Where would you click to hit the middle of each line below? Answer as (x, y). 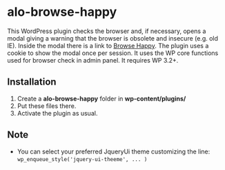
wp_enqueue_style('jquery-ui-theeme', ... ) (82, 159)
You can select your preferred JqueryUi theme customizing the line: (114, 151)
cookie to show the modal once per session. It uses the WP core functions (113, 53)
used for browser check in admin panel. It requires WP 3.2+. (93, 60)
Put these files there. (47, 106)
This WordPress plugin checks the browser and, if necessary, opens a (107, 31)
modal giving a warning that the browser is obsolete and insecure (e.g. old (113, 38)
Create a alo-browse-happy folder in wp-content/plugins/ (101, 98)
